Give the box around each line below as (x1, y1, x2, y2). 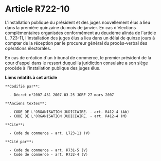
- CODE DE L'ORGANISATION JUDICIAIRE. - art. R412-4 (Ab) (9, 109, 130, 114)
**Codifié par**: (5, 84, 40, 89)
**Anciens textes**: (5, 101, 47, 106)
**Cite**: (5, 122, 25, 127)
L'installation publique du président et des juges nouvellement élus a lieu (5, 19, 151, 25)
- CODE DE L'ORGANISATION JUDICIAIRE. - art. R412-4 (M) (9, 113, 127, 119)
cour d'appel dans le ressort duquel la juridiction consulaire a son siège (5, 60, 148, 66)
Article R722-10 (5, 3, 70, 15)
